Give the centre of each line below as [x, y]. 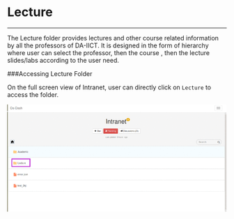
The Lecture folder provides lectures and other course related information [113, 38]
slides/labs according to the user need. [63, 60]
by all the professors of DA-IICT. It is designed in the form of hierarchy [108, 45]
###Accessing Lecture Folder [50, 73]
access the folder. [33, 94]
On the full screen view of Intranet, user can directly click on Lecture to [109, 87]
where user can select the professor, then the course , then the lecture [109, 52]
